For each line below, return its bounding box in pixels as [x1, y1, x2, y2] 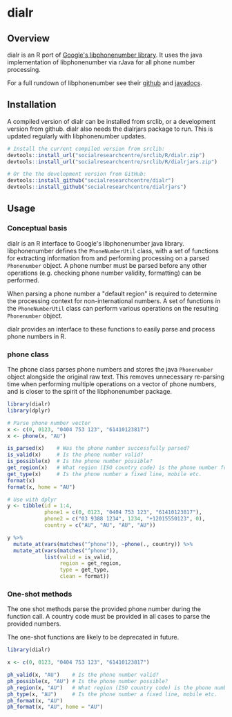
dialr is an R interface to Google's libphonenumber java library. [7, 239, 184, 247]
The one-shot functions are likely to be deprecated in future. [7, 633, 180, 642]
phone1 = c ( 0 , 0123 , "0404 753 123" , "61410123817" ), [43, 509, 202, 516]
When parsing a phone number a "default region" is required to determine [7, 289, 217, 298]
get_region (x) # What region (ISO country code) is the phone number [7, 464, 217, 471]
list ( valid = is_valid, [43, 554, 113, 561]
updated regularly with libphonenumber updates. [7, 131, 146, 140]
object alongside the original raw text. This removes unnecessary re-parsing [7, 372, 224, 381]
